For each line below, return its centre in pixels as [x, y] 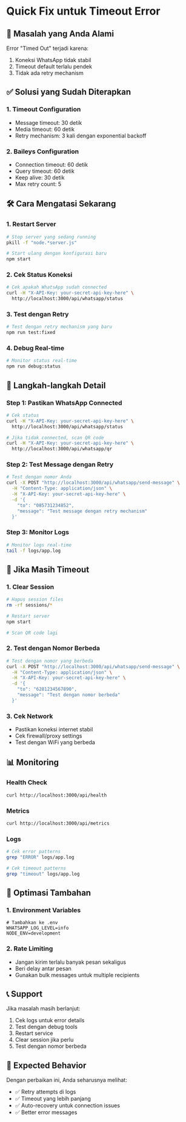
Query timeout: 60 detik [45, 171]
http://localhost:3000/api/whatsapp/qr [62, 449]
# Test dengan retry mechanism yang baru [59, 327]
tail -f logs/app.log [34, 551]
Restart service [34, 1033]
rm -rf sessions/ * [29, 605]
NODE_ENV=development [34, 933]
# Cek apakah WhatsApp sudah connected [57, 287]
